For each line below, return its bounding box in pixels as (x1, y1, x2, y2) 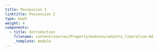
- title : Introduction (9, 30, 55, 34)
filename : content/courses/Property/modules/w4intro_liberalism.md (14, 34, 153, 39)
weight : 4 (5, 20, 25, 26)
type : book (5, 16, 27, 21)
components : (5, 25, 29, 30)
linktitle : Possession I (5, 12, 55, 17)
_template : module (14, 39, 51, 44)
